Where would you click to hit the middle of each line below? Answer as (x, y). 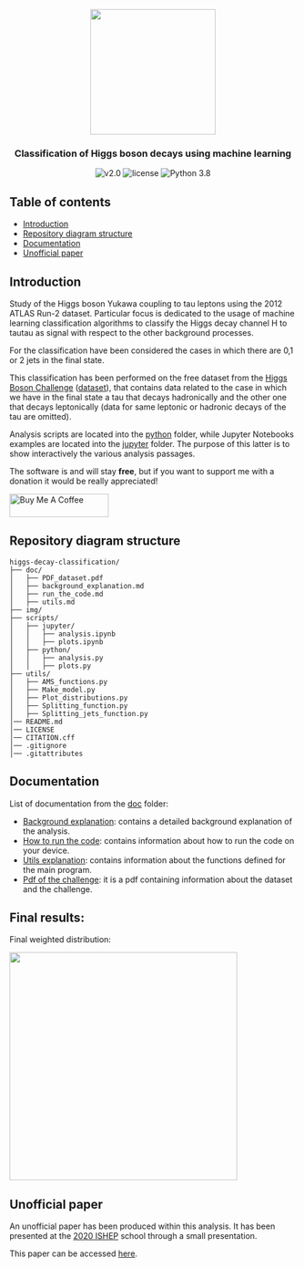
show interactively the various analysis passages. (102, 453)
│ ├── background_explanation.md (77, 586)
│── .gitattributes (46, 754)
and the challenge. (57, 889)
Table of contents (60, 202)
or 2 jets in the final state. (57, 359)
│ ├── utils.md (42, 602)
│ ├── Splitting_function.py (69, 706)
